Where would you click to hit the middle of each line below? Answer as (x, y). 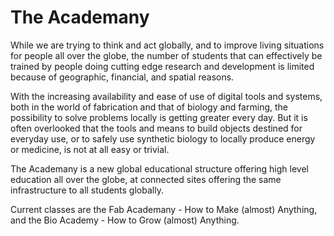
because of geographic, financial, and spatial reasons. (122, 77)
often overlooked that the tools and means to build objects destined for (156, 128)
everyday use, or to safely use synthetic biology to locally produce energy (163, 138)
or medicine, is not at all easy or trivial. (90, 149)
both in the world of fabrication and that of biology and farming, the (149, 107)
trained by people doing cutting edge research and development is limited (162, 66)
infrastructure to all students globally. (87, 190)
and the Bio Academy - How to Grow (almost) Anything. (125, 220)
